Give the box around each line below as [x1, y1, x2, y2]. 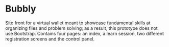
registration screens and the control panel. [5, 36, 95, 42]
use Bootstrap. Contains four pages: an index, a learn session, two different [5, 30, 164, 36]
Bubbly [5, 3, 36, 15]
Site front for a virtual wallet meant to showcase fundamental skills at [5, 20, 151, 26]
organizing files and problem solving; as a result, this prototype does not [5, 25, 158, 31]
